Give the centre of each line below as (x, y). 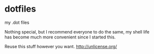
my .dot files (17, 22)
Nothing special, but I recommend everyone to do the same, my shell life (77, 32)
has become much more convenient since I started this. (60, 37)
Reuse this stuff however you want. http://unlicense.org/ (61, 46)
